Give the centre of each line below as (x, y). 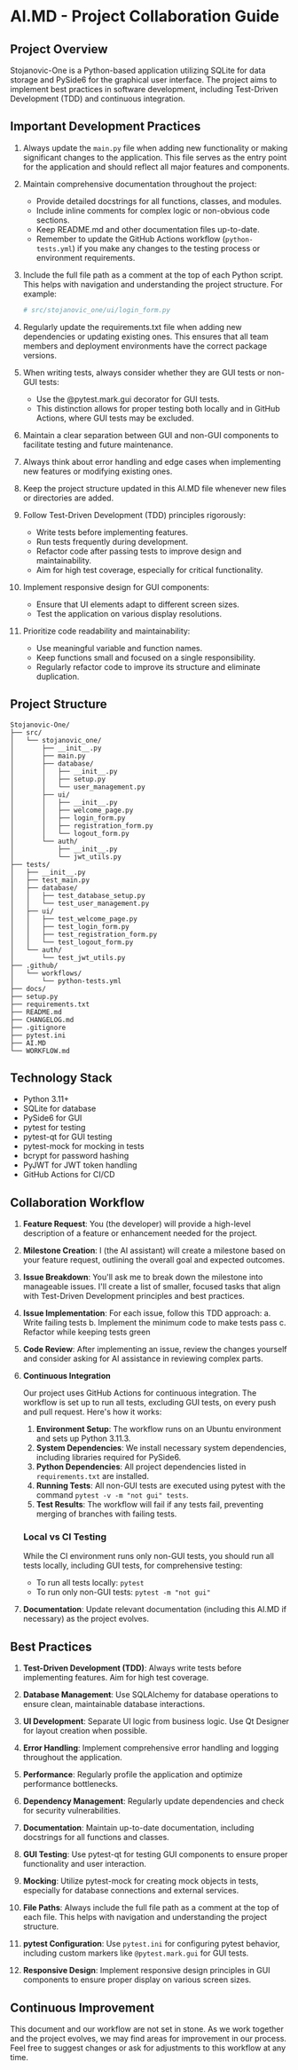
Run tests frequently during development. (112, 541)
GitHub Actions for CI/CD (69, 1175)
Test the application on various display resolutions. (129, 613)
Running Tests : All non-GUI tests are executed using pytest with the (161, 1486)
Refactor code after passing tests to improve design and (139, 551)
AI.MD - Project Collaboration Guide (145, 16)
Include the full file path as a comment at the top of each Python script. (153, 275)
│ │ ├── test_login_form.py (70, 926)
